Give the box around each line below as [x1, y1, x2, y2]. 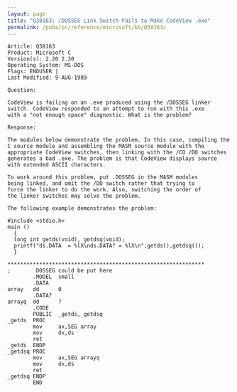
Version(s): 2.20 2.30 [7, 55, 75, 63]
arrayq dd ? [7, 298, 62, 306]
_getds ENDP [7, 342, 46, 349]
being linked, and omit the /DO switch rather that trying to [7, 180, 195, 187]
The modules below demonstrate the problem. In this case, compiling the [7, 137, 231, 144]
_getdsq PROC [7, 348, 46, 356]
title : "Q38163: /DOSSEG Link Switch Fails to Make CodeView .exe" [7, 17, 211, 24]
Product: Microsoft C [7, 49, 72, 57]
